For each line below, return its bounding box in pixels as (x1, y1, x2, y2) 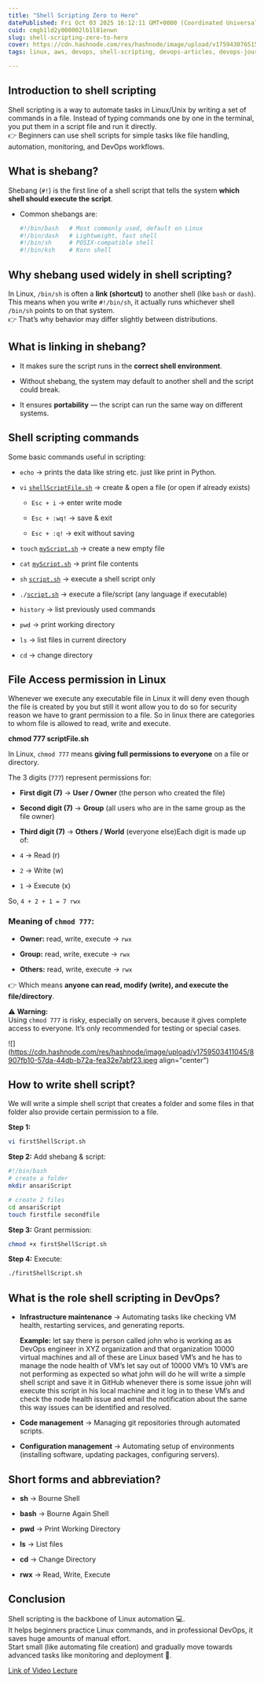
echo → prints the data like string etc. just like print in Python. (19, 467, 217, 477)
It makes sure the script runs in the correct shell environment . (19, 361, 222, 371)
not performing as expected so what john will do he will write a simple (19, 1370, 246, 1379)
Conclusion (8, 1592, 66, 1606)
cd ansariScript (8, 1203, 61, 1212)
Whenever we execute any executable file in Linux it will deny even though (8, 694, 250, 703)
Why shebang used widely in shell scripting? (8, 268, 233, 282)
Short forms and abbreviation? (8, 1473, 161, 1486)
